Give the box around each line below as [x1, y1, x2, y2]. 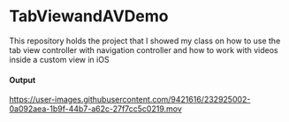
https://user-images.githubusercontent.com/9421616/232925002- [9, 95, 251, 105]
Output [9, 74, 36, 85]
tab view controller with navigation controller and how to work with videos [9, 44, 278, 55]
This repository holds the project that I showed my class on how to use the [9, 35, 281, 46]
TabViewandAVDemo [9, 6, 169, 27]
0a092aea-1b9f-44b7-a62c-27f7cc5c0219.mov [9, 103, 183, 114]
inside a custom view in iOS [9, 54, 110, 65]
